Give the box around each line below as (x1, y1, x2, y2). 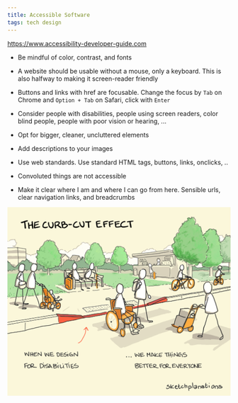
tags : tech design (7, 18, 62, 26)
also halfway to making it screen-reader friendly (17, 74, 159, 83)
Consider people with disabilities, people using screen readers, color (17, 109, 218, 118)
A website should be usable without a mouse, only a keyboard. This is (17, 67, 222, 75)
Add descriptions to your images (17, 144, 113, 152)
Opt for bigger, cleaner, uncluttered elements (17, 130, 149, 139)
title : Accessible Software (7, 11, 91, 18)
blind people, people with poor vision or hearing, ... (17, 117, 166, 125)
